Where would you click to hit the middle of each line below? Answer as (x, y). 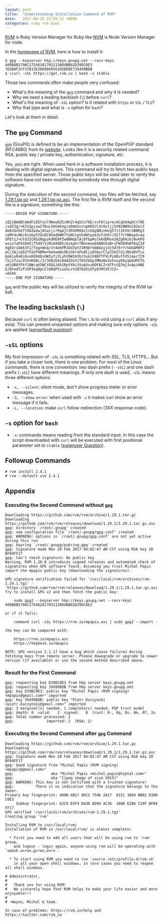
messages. (23, 392)
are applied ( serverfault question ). (39, 329)
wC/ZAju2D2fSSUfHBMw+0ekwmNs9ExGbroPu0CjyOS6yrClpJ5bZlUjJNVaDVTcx (75, 252)
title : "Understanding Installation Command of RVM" (61, 14)
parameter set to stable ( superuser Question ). (58, 445)
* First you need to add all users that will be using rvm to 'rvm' (80, 838)
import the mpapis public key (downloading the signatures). (68, 571)
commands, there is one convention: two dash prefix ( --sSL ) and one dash (80, 367)
